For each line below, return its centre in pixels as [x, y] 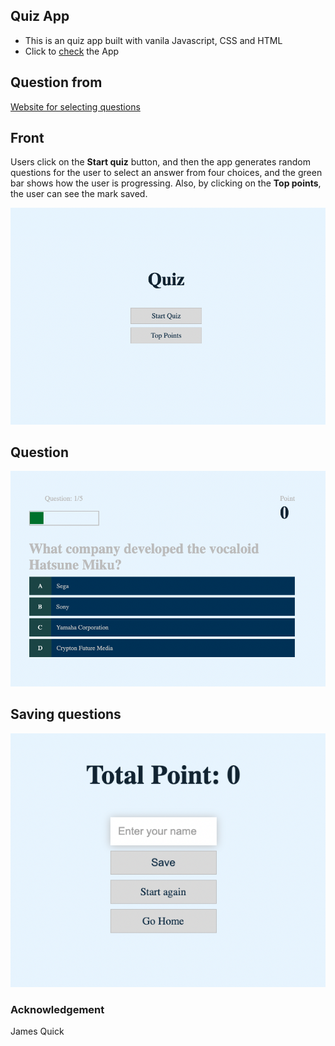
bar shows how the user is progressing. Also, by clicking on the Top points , [166, 183]
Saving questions [66, 714]
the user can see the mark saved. [79, 194]
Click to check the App [72, 51]
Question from [56, 82]
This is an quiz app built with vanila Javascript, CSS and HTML [153, 40]
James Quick [37, 1031]
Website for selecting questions [75, 106]
